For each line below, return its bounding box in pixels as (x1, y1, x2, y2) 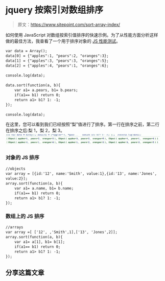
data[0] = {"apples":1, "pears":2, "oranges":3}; (5, 53, 109, 58)
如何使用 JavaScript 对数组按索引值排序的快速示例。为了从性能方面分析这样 (5, 32, 159, 38)
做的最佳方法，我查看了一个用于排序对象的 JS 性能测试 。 (5, 38, 120, 44)
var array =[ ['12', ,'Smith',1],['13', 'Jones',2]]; (5, 230, 118, 234)
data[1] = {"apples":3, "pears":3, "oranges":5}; (5, 58, 109, 63)
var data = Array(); (5, 48, 48, 53)
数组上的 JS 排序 (5, 212, 45, 219)
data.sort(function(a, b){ (5, 83, 61, 88)
